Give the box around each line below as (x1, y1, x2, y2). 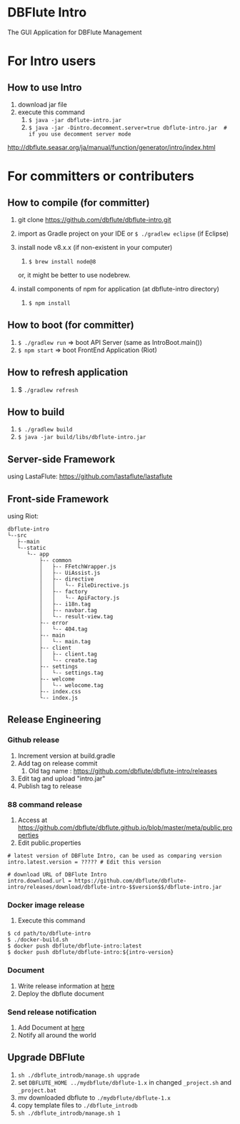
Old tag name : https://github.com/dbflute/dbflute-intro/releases (28, 766, 218, 775)
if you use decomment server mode (28, 130, 131, 138)
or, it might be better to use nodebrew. (17, 271, 131, 279)
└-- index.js (39, 694, 79, 701)
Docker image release (7, 900, 85, 910)
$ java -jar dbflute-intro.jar (28, 116, 122, 124)
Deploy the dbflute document (17, 989, 104, 998)
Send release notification (7, 1007, 97, 1017)
